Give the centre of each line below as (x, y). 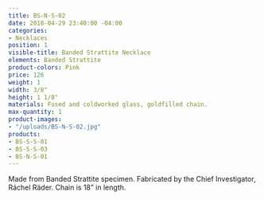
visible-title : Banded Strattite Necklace (80, 53)
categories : (28, 30)
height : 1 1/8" (33, 97)
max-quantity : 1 (35, 112)
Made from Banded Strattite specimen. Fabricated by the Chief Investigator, (132, 179)
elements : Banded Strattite (55, 61)
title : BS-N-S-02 (37, 16)
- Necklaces (28, 38)
